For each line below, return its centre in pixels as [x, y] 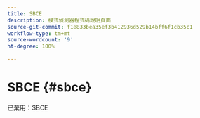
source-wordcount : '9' [40, 40]
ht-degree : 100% [31, 46]
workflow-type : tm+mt [39, 33]
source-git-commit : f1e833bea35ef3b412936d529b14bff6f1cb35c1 [100, 27]
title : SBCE [25, 14]
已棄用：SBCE [28, 107]
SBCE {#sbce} [49, 87]
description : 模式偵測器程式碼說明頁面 [59, 20]
